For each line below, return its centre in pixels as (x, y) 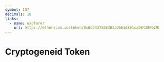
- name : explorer (27, 23)
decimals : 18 (18, 14)
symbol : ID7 (17, 10)
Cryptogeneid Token (48, 52)
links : (12, 19)
